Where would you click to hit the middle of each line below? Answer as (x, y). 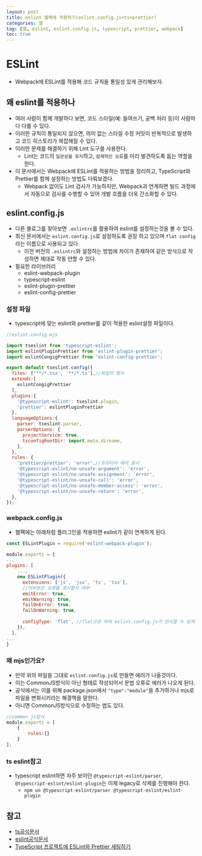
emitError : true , (44, 594)
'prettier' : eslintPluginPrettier (60, 407)
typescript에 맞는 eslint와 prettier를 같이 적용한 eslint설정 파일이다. (95, 323)
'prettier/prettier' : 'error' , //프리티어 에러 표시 (78, 463)
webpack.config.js (34, 518)
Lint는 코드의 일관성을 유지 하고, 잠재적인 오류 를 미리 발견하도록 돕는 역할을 (108, 156)
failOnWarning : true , (49, 611)
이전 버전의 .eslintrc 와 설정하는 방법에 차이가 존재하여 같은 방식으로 (105, 251)
